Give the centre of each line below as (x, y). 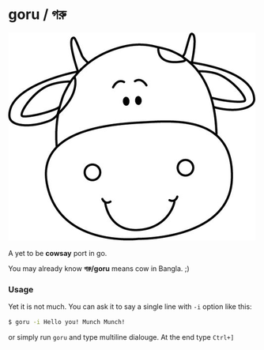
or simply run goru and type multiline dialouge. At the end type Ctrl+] (121, 337)
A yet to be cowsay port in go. (58, 253)
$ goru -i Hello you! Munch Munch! (67, 322)
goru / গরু (38, 15)
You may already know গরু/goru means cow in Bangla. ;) (99, 268)
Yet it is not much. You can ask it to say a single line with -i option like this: (130, 307)
